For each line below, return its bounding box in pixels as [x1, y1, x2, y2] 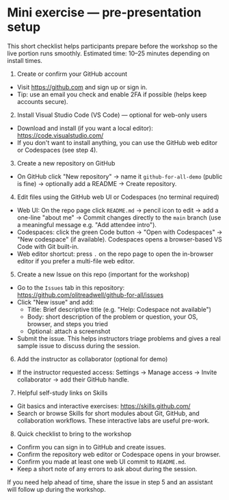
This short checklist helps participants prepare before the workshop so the [7, 42, 218, 50]
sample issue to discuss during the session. [16, 341, 140, 350]
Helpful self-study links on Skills [16, 389, 108, 397]
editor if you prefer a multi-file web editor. [16, 256, 135, 265]
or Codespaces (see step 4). [16, 146, 98, 154]
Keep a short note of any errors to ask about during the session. [16, 464, 198, 473]
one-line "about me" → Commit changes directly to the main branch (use [16, 213, 221, 222]
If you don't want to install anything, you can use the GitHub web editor [16, 138, 217, 146]
